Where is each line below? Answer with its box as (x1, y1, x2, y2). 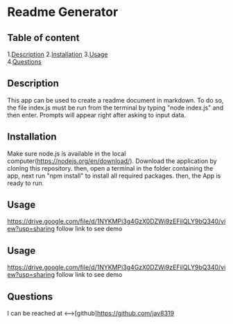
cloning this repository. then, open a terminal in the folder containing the (7, 164, 214, 172)
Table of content (7, 32, 80, 44)
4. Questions (7, 58, 42, 66)
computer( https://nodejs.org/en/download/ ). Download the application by (7, 157, 217, 165)
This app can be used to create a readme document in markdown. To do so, (7, 96, 224, 104)
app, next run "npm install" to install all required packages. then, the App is (7, 171, 221, 180)
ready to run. (7, 178, 44, 187)
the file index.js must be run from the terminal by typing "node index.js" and (7, 103, 224, 112)
